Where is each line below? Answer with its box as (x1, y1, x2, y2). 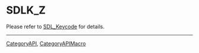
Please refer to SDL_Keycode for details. (6, 23, 105, 30)
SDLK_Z (6, 4, 46, 17)
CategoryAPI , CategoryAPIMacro (6, 39, 86, 47)
